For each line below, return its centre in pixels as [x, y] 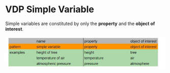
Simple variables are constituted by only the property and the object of [80, 23]
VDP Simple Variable [50, 9]
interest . [15, 29]
